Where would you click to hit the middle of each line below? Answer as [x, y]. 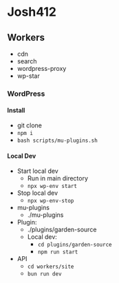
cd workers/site [51, 267]
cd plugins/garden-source [75, 245]
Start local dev [37, 171]
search [27, 61]
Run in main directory [57, 178]
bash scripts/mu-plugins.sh [57, 141]
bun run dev [44, 274]
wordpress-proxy [42, 69]
